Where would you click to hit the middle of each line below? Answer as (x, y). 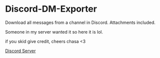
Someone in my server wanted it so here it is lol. (54, 32)
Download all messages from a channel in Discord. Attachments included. (80, 22)
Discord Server (21, 51)
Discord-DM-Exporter (51, 9)
